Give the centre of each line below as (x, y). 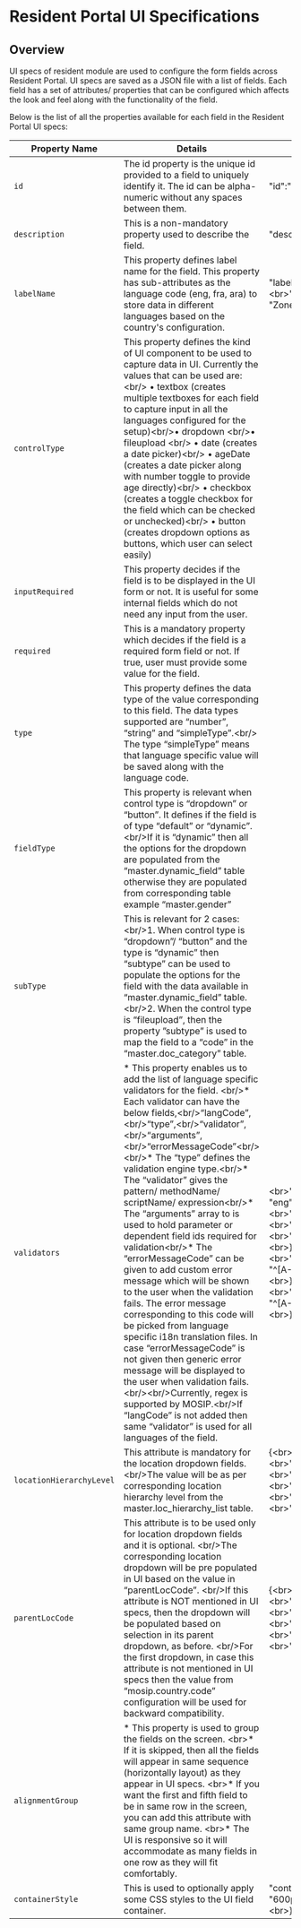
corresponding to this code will (189, 1314)
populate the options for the (182, 975)
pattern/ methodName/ (172, 1191)
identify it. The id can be (175, 186)
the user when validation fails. (186, 1382)
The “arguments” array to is (182, 1214)
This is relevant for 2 (167, 919)
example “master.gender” (178, 904)
